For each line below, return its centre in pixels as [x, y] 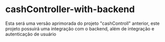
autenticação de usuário [31, 34]
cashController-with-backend [70, 9]
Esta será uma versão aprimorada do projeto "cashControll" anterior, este [82, 23]
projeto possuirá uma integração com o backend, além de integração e [80, 28]
